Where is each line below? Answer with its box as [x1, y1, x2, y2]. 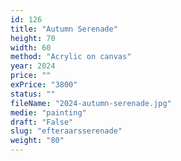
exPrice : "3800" [10, 80, 78, 90]
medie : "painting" [10, 107, 87, 118]
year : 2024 [10, 61, 56, 71]
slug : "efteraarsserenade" [10, 126, 123, 136]
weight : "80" [10, 136, 65, 146]
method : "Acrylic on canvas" [10, 52, 132, 62]
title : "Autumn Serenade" [10, 24, 118, 34]
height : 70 [10, 33, 56, 43]
